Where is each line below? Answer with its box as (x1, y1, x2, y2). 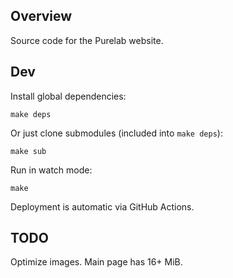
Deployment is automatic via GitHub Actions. (10, 200, 195, 213)
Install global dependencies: (10, 90, 127, 102)
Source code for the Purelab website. (10, 34, 164, 46)
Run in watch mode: (10, 164, 93, 176)
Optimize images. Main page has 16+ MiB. (10, 256, 183, 268)
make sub (10, 146, 47, 156)
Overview (10, 8, 73, 25)
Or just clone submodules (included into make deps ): (10, 127, 223, 139)
